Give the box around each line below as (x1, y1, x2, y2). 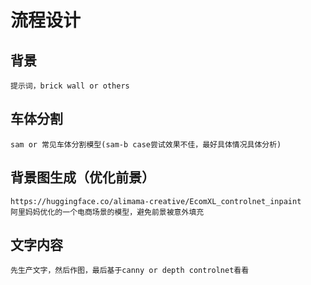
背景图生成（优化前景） (10, 169, 155, 186)
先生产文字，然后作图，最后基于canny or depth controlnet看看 (10, 266, 250, 276)
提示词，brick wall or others (10, 81, 130, 91)
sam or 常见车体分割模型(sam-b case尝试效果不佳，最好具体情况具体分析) (10, 139, 282, 150)
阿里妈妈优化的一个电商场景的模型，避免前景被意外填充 (10, 207, 205, 217)
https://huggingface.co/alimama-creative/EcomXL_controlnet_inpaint (10, 196, 302, 206)
